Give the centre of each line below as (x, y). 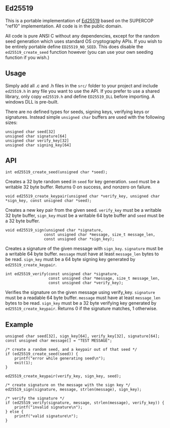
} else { (14, 412)
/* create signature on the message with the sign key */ (68, 385)
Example (19, 324)
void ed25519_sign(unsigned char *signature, (54, 231)
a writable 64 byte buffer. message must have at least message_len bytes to (82, 254)
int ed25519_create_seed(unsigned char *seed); (57, 172)
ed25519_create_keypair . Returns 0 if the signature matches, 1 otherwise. (81, 309)
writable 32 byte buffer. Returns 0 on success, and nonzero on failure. (78, 187)
